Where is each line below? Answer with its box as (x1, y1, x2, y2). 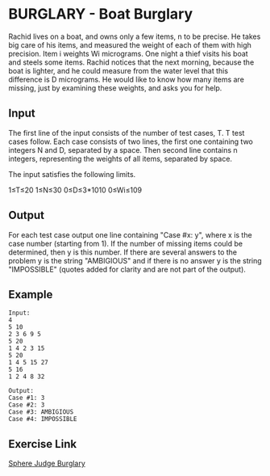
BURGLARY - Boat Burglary (8, 5, 193, 23)
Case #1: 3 (8, 394, 45, 402)
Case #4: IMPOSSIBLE (8, 415, 78, 423)
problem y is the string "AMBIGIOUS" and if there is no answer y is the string (8, 255, 262, 265)
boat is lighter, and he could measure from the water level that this (8, 65, 228, 75)
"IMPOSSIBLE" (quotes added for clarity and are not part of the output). (8, 264, 246, 274)
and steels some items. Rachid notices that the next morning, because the (8, 57, 255, 67)
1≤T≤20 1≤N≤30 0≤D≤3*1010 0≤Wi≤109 (8, 185, 143, 195)
